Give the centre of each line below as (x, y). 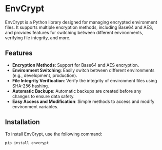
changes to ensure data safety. (43, 96)
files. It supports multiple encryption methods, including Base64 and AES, (79, 27)
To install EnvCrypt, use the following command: (54, 134)
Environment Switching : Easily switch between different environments (83, 70)
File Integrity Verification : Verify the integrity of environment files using (84, 80)
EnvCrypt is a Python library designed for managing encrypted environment (81, 22)
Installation (22, 122)
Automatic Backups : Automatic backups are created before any (77, 91)
